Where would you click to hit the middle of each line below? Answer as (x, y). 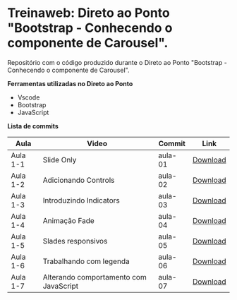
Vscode (29, 97)
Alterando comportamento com (95, 277)
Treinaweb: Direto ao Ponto (89, 13)
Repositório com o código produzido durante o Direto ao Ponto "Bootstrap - (117, 62)
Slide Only (60, 160)
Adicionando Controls (79, 180)
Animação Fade (69, 220)
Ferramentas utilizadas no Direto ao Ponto (70, 83)
